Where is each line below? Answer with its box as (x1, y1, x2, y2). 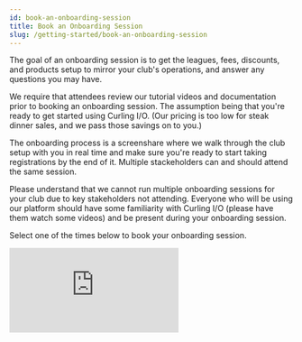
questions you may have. (9, 74, 103, 85)
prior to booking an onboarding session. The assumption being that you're (9, 101, 286, 112)
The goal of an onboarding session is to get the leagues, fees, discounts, (9, 55, 280, 66)
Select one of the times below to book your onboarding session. (9, 230, 247, 241)
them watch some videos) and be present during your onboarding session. (9, 213, 287, 224)
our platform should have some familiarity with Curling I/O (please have (9, 203, 274, 214)
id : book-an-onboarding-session (9, 13, 131, 23)
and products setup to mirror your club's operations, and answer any (9, 64, 265, 75)
